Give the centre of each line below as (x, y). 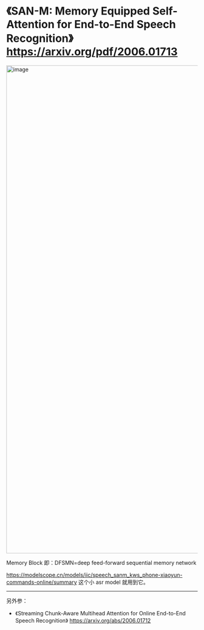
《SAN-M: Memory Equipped (78, 11)
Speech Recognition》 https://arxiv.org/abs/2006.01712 (83, 620)
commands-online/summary (42, 582)
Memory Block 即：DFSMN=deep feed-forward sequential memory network (101, 562)
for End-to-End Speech (116, 25)
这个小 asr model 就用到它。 (113, 582)
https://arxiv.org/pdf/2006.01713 (92, 52)
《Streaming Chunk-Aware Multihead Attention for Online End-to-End (100, 613)
